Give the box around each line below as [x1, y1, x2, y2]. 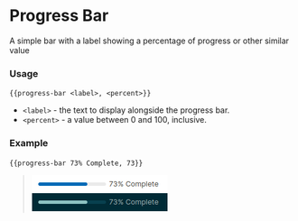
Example [9, 137, 49, 150]
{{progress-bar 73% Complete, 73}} [9, 159, 144, 168]
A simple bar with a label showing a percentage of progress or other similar [9, 35, 290, 46]
